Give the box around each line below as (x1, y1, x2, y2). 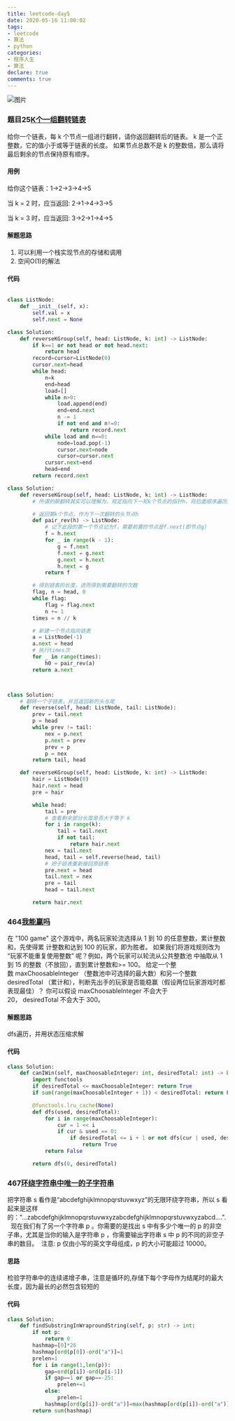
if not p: (32, 1329, 61, 1336)
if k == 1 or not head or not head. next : (32, 342, 149, 349)
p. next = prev (44, 737, 86, 744)
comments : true (7, 75, 52, 83)
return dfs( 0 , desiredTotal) (32, 1160, 117, 1167)
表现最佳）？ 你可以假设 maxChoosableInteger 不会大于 (7, 987, 168, 995)
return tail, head (32, 756, 86, 763)
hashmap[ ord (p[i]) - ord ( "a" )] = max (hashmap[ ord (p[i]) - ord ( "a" (44, 1401, 224, 1408)
